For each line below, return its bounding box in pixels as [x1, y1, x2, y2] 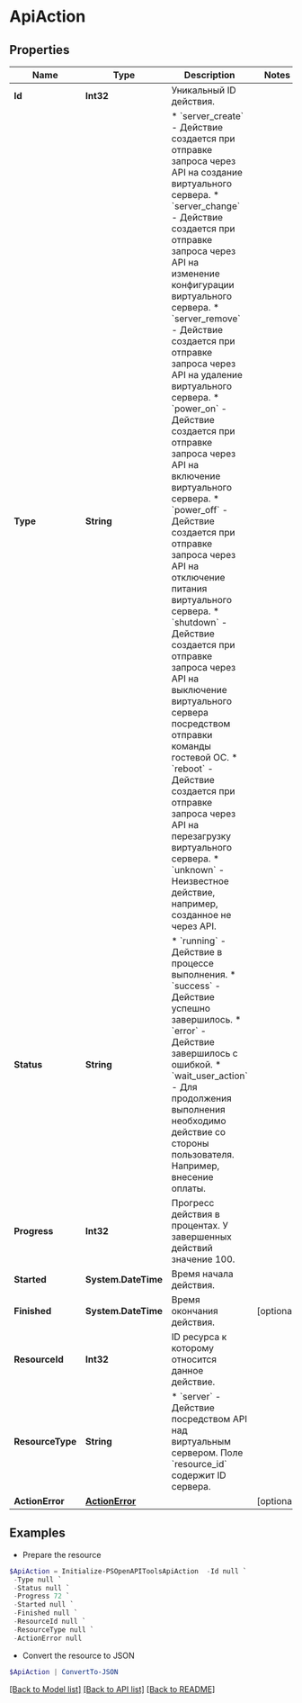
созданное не [171, 909, 232, 921]
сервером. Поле [171, 1446, 244, 1459]
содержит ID [171, 1469, 226, 1482]
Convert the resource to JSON [22, 1650, 135, 1661]
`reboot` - [171, 762, 214, 775]
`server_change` [171, 200, 241, 212]
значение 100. [171, 1253, 235, 1266]
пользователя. [171, 1149, 235, 1160]
